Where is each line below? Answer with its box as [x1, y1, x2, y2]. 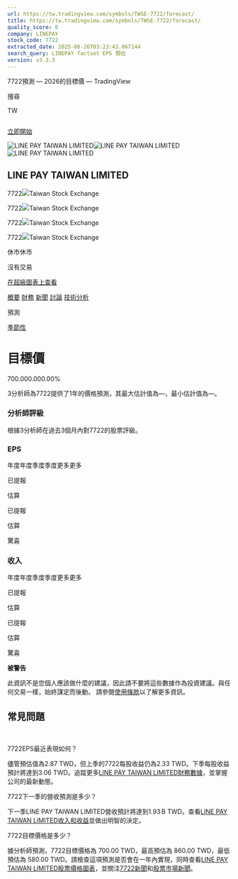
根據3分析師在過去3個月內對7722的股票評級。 [7, 426, 142, 434]
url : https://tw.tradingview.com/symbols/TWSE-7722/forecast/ [7, 10, 195, 18]
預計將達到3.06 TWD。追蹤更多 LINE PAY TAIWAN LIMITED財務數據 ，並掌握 [7, 768, 228, 777]
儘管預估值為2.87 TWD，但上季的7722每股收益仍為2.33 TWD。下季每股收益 [7, 760, 230, 768]
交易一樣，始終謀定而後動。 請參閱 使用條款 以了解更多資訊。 [13, 687, 189, 696]
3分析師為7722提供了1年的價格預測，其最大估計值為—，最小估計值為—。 [7, 389, 221, 397]
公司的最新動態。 [7, 778, 57, 786]
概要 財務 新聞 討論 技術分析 [7, 292, 89, 302]
